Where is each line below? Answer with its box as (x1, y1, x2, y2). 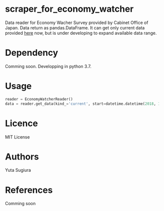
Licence (5, 117, 38, 129)
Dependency (5, 47, 59, 58)
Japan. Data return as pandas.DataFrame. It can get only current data (5, 24, 145, 30)
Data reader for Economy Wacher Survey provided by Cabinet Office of (5, 20, 148, 25)
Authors (5, 151, 39, 162)
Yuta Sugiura (5, 167, 31, 173)
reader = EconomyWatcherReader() (5, 96, 73, 101)
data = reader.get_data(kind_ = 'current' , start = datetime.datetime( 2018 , (5, 101, 156, 106)
